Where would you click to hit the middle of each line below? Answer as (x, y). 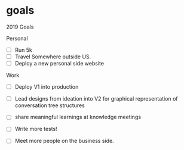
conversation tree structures (50, 105)
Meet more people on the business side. (65, 141)
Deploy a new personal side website (59, 64)
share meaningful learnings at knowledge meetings (78, 117)
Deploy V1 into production (47, 87)
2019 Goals (20, 27)
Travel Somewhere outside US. (53, 57)
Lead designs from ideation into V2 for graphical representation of (96, 99)
